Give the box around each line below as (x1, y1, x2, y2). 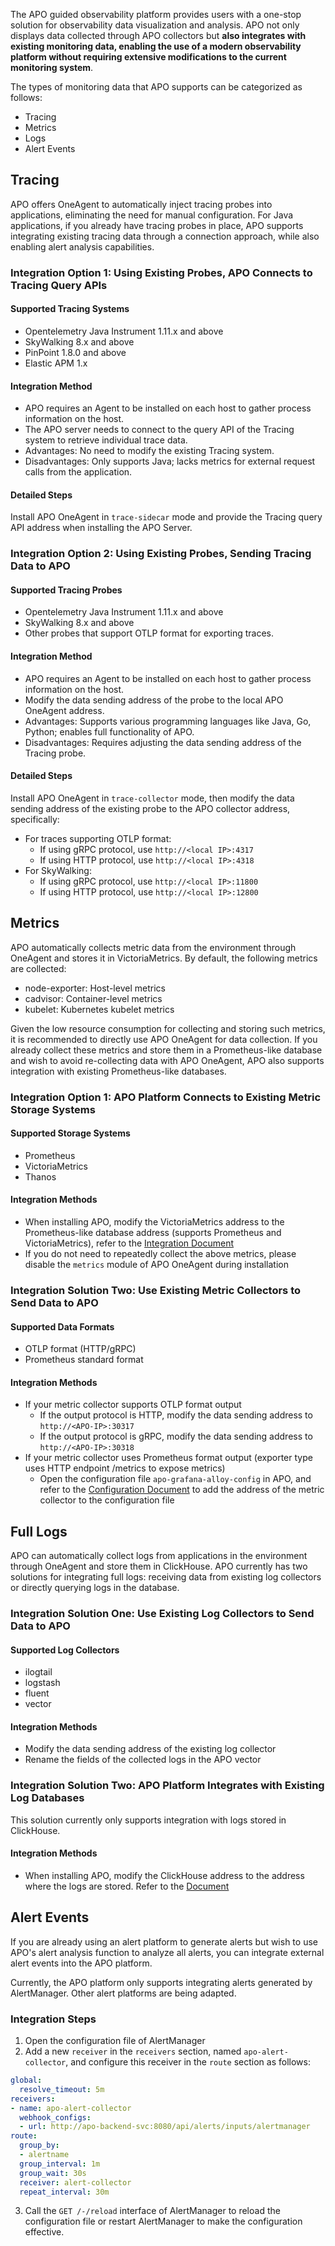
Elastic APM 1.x (24, 357, 88, 369)
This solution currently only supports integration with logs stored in (10, 1814, 287, 1826)
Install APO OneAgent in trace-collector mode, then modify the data (10, 792, 295, 804)
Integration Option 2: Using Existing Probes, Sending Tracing (10, 547, 312, 561)
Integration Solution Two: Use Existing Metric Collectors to (10, 1283, 302, 1297)
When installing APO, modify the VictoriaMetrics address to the (24, 1216, 285, 1228)
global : (10, 2075, 43, 2086)
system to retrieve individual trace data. (24, 434, 188, 446)
